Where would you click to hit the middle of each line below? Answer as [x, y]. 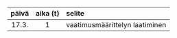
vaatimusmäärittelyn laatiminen [116, 25]
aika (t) [47, 13]
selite [75, 13]
